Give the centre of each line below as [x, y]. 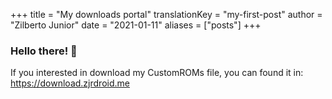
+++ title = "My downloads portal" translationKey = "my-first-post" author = [166, 14]
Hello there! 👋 [44, 51]
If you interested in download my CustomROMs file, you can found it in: [157, 73]
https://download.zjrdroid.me [70, 83]
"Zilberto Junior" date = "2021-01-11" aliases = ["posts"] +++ [136, 25]
